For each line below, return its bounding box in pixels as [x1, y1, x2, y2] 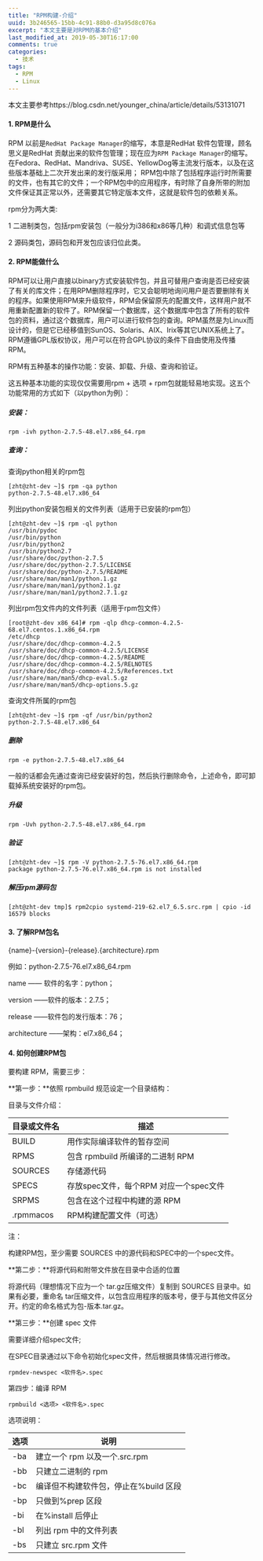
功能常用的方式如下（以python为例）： [8, 388, 131, 397]
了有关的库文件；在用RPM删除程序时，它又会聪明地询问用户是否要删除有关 [8, 285, 250, 295]
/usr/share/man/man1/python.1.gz [8, 575, 118, 583]
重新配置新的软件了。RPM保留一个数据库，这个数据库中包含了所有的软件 [14, 305, 250, 315]
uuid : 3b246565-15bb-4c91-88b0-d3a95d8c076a [8, 19, 156, 27]
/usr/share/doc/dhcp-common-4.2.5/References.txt [8, 667, 174, 675]
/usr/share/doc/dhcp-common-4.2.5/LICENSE [8, 646, 149, 654]
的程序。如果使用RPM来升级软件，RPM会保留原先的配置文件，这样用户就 [8, 296, 245, 305]
